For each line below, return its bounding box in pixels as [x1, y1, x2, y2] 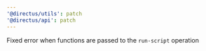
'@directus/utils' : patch [6, 10, 82, 17]
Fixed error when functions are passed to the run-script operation [6, 36, 199, 44]
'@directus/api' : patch [6, 17, 76, 24]
